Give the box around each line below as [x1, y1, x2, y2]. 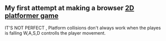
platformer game [5, 12, 59, 20]
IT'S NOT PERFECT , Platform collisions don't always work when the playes [5, 25, 161, 31]
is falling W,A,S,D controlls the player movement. [5, 30, 106, 36]
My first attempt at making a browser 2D [5, 4, 134, 12]
